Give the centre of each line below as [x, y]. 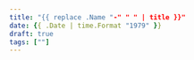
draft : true [31, 34]
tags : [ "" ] [30, 42]
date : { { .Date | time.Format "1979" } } [86, 26]
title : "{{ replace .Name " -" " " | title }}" [97, 17]
